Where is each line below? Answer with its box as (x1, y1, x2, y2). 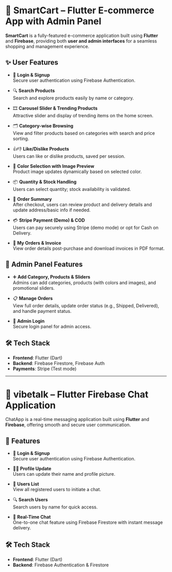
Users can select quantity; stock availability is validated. (12, 186, 132, 192)
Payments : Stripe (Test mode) (12, 366, 77, 372)
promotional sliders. (12, 285, 55, 291)
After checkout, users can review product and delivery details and (12, 201, 152, 207)
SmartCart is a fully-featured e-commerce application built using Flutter (5, 32, 158, 38)
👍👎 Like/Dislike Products (12, 145, 69, 152)
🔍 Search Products (12, 87, 55, 94)
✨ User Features (5, 58, 59, 67)
